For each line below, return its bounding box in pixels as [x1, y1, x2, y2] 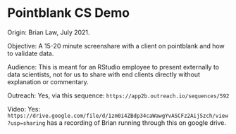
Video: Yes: [7, 105, 41, 113]
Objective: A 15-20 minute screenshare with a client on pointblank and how [7, 41, 225, 50]
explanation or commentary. [7, 77, 89, 86]
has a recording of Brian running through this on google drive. [46, 118, 227, 127]
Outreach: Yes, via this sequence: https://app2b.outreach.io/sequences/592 [7, 91, 230, 100]
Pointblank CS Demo [7, 5, 130, 21]
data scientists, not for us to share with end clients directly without [7, 70, 201, 79]
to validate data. [7, 49, 54, 58]
